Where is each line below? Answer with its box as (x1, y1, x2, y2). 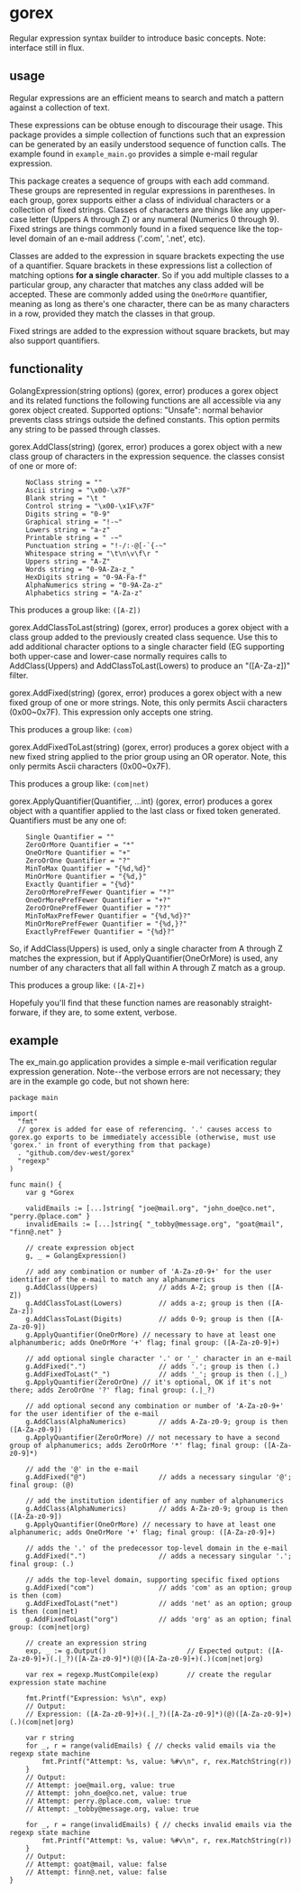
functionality (9, 361, 84, 377)
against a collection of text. (9, 102, 110, 113)
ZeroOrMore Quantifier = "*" (25, 840, 135, 849)
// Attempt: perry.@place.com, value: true (25, 1796, 192, 1806)
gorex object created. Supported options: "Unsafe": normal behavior (9, 405, 264, 415)
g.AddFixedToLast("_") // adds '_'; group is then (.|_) (25, 1370, 288, 1379)
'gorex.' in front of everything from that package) (9, 1141, 212, 1150)
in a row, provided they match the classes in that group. (9, 308, 215, 319)
